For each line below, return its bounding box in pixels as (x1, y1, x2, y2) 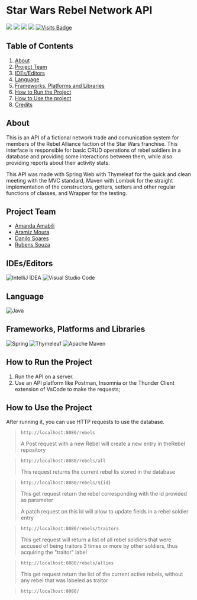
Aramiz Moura (14, 229, 50, 236)
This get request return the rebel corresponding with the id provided (20, 490, 188, 497)
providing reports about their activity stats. (6, 159, 110, 166)
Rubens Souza (14, 241, 50, 248)
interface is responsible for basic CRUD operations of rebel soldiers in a (6, 146, 181, 154)
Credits (14, 101, 33, 108)
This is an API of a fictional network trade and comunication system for (6, 134, 179, 141)
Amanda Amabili (14, 222, 55, 229)
